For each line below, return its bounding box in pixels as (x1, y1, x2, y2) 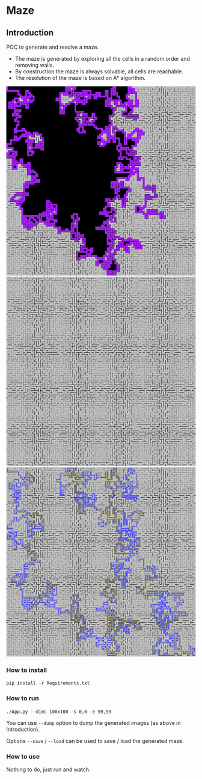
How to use (6, 752, 40, 760)
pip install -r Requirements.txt (6, 680, 90, 686)
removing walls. (14, 61, 54, 69)
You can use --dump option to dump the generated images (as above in (6, 719, 182, 726)
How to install (6, 665, 47, 674)
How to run (6, 694, 39, 703)
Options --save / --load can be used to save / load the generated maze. (6, 737, 185, 744)
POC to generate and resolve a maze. (6, 43, 99, 50)
